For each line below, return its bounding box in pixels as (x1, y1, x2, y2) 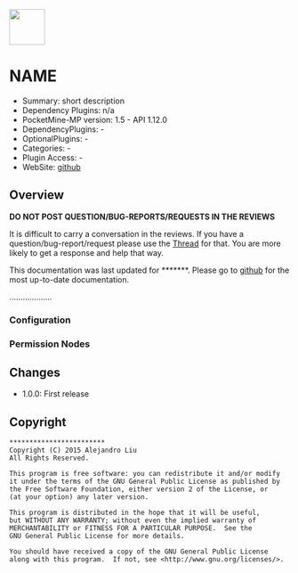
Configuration (9, 314, 71, 326)
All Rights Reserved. (9, 454, 90, 462)
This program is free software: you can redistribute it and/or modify (9, 470, 280, 479)
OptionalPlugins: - (21, 133, 89, 143)
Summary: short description (21, 95, 125, 106)
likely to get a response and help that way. (9, 247, 165, 258)
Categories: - (21, 143, 71, 153)
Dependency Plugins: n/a (21, 104, 116, 115)
